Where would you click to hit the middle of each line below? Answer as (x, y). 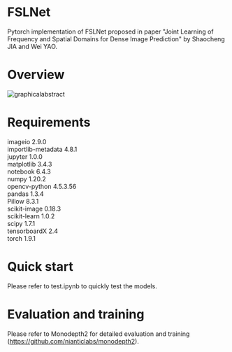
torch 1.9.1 (22, 238)
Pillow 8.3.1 (23, 201)
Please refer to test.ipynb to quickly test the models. (82, 286)
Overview (36, 75)
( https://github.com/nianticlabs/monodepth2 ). (73, 341)
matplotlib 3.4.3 (30, 164)
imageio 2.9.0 (27, 141)
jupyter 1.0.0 (25, 156)
